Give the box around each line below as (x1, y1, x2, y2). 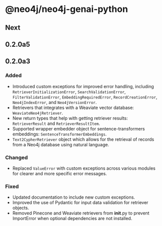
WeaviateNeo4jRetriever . (12, 110, 63, 115)
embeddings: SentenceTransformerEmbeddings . (12, 131, 107, 137)
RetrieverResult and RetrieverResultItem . (12, 120, 100, 126)
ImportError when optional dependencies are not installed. (12, 216, 133, 222)
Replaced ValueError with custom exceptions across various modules (12, 165, 156, 171)
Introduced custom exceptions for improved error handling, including (12, 83, 154, 89)
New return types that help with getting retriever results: (12, 115, 128, 121)
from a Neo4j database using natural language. (12, 141, 110, 147)
